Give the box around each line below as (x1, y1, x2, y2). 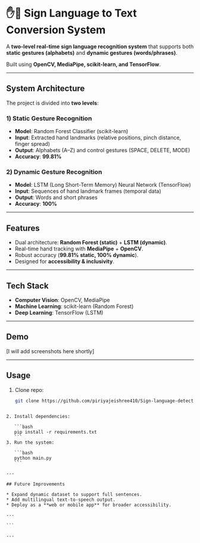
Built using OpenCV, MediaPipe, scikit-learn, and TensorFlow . (6, 61, 161, 68)
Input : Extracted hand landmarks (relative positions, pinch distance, (14, 134, 182, 142)
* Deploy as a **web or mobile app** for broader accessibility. (6, 502, 171, 508)
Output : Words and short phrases (14, 194, 98, 201)
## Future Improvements (6, 481, 65, 487)
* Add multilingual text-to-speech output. (6, 497, 116, 503)
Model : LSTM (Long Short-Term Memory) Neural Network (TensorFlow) (14, 181, 192, 189)
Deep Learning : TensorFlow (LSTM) (14, 309, 104, 316)
